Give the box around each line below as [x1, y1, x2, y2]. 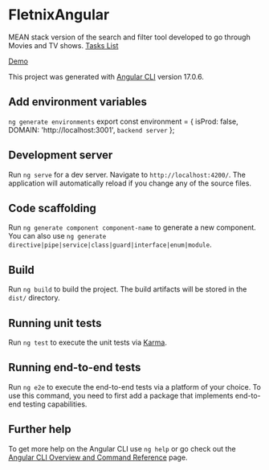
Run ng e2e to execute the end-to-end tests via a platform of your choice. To [8, 382, 262, 391]
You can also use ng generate [8, 231, 107, 241]
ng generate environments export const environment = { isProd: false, [8, 116, 238, 126]
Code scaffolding [8, 201, 96, 215]
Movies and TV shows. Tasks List [8, 40, 119, 50]
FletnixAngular [8, 6, 110, 24]
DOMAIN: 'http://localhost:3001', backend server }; [8, 125, 175, 134]
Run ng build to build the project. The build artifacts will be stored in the [8, 284, 247, 294]
